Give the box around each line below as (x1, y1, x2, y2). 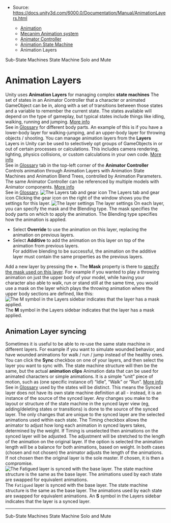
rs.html (12, 15, 28, 21)
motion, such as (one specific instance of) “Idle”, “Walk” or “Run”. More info (5, 378, 164, 385)
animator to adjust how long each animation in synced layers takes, (5, 422, 147, 428)
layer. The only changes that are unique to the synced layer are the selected (5, 411, 165, 417)
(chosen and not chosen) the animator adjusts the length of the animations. (5, 449, 163, 456)
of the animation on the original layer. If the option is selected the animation (5, 438, 163, 444)
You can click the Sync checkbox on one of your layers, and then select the (5, 357, 164, 363)
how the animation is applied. (5, 216, 67, 222)
